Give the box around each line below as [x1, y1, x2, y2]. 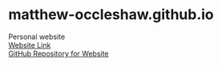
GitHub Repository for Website [8, 49, 110, 58]
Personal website [8, 32, 66, 41]
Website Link [8, 40, 51, 49]
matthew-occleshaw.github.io [8, 6, 214, 24]
